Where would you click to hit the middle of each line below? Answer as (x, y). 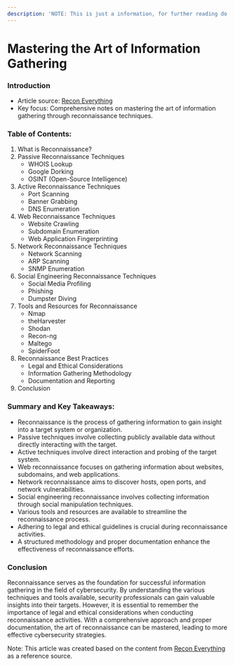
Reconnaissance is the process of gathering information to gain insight (120, 422)
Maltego (40, 344)
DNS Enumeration (54, 209)
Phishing (41, 291)
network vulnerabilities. (51, 489)
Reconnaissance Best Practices (63, 359)
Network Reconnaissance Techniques (72, 246)
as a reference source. (40, 656)
